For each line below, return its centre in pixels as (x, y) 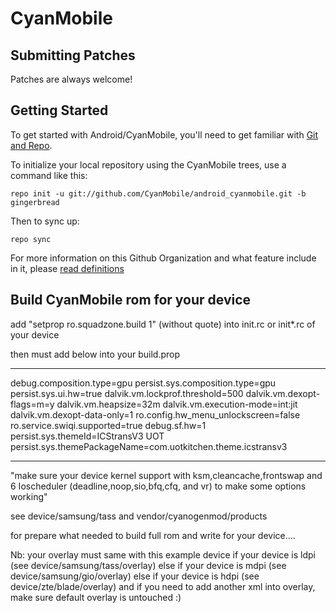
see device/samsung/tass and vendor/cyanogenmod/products (139, 516)
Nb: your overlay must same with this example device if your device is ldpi (163, 554)
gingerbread (35, 202)
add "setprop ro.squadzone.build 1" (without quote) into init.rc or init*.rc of (163, 324)
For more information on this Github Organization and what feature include (163, 258)
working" (29, 496)
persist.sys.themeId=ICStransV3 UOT (87, 436)
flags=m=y (32, 404)
